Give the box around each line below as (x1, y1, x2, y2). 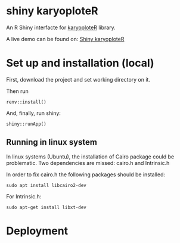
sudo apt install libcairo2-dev (6, 182, 86, 188)
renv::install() (6, 99, 46, 105)
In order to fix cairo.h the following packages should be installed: (6, 171, 166, 178)
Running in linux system (6, 137, 97, 147)
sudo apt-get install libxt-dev (6, 204, 86, 210)
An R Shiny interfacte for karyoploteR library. (6, 24, 116, 31)
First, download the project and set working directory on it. (6, 76, 151, 83)
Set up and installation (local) (6, 57, 154, 70)
